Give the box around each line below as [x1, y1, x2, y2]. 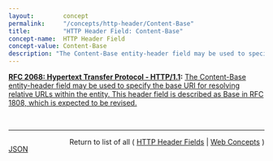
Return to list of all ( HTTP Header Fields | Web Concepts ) [69, 137, 265, 146]
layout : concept [8, 11, 89, 20]
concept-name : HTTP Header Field [8, 34, 126, 43]
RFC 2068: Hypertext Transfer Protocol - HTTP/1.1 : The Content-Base [8, 72, 246, 81]
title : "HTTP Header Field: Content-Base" [8, 27, 184, 35]
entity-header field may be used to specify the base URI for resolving [8, 80, 240, 90]
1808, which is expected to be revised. [8, 98, 137, 107]
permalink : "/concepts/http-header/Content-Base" [8, 20, 195, 28]
